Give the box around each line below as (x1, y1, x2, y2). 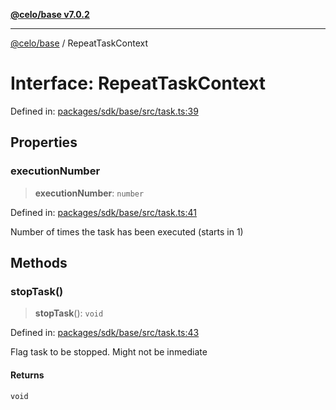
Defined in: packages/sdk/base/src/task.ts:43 (10, 327, 200, 339)
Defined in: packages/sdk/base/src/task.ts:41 (10, 206, 197, 218)
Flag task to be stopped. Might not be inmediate (10, 346, 208, 358)
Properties (10, 134, 78, 151)
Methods (10, 255, 68, 272)
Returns (10, 369, 45, 381)
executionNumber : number (34, 187, 145, 199)
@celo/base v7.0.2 (10, 9, 90, 20)
